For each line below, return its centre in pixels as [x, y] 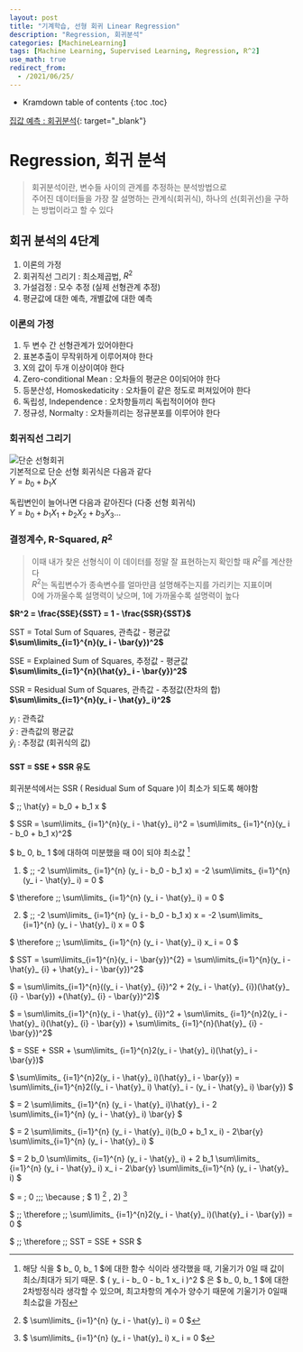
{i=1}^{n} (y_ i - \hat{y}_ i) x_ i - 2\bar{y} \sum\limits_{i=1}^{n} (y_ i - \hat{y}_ [149, 1168]
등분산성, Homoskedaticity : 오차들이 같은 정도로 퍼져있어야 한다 [136, 391]
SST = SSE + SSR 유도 [50, 767]
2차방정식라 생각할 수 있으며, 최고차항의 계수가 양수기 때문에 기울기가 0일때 [155, 1291]
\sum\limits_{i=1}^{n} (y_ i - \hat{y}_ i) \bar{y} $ [96, 1114]
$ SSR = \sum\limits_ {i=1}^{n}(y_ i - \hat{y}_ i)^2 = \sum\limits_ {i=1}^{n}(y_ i [150, 824]
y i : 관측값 [27, 720]
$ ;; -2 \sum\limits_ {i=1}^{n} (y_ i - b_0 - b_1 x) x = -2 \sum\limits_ [142, 915]
